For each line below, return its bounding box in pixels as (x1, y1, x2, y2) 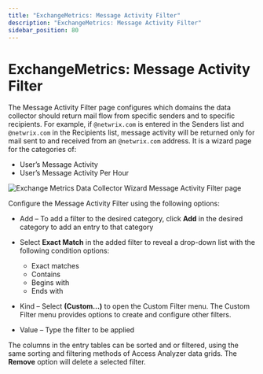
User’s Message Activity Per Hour (19, 168, 130, 178)
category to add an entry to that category (19, 222, 154, 232)
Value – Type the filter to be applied (19, 325, 135, 335)
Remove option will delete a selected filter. (8, 357, 147, 367)
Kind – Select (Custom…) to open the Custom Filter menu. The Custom (19, 302, 250, 311)
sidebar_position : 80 (8, 26, 79, 34)
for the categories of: (8, 145, 77, 154)
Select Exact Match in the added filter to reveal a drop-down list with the (19, 238, 256, 247)
